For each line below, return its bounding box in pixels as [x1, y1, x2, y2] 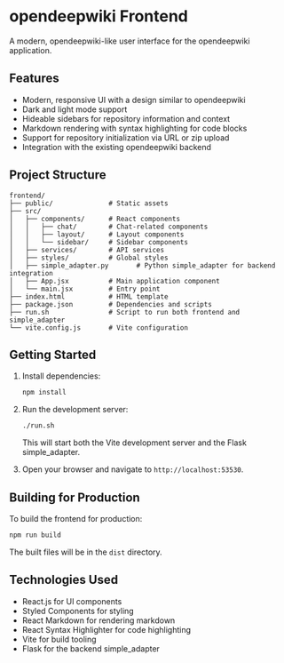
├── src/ [9, 206, 42, 215]
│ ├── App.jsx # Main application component [9, 276, 220, 285]
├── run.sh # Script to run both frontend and [9, 308, 241, 316]
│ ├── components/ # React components [9, 214, 180, 223]
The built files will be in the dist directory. [9, 547, 162, 557]
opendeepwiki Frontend [9, 6, 189, 27]
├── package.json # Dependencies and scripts [9, 300, 213, 308]
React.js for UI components [21, 595, 122, 606]
